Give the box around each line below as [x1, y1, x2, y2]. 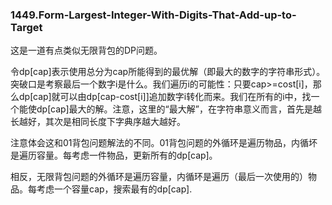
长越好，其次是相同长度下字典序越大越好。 [10, 116, 186, 128]
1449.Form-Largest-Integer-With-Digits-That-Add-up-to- [10, 8, 297, 22]
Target [10, 20, 43, 34]
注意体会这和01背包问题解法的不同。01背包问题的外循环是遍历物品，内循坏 [10, 137, 318, 149]
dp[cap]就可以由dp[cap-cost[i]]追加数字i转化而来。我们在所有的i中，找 [18, 91, 312, 103]
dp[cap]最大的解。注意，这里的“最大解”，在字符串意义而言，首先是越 [36, 103, 322, 115]
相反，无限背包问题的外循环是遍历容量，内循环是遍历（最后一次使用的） [10, 171, 308, 183]
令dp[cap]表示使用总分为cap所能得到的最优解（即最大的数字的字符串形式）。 [10, 66, 326, 78]
